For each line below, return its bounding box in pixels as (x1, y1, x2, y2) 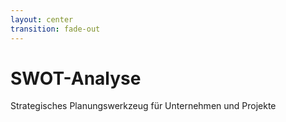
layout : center (10, 14, 74, 25)
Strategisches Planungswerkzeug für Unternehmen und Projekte (10, 100, 277, 112)
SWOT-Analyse (10, 67, 142, 90)
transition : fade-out (10, 24, 101, 34)
